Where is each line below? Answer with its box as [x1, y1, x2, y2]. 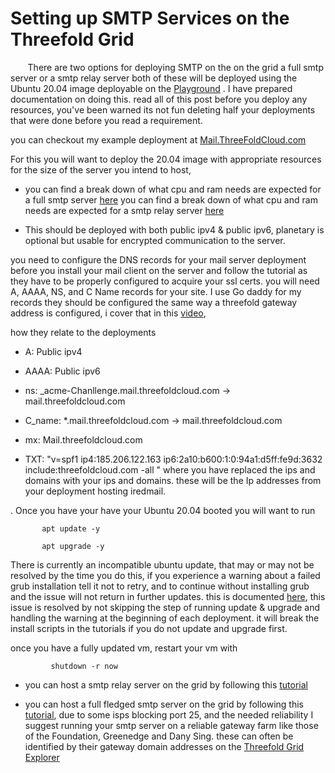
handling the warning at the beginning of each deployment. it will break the [10, 612, 320, 624]
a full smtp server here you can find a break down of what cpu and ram [24, 193, 318, 206]
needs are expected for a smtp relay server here [24, 204, 225, 216]
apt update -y [41, 523, 101, 534]
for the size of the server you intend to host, [10, 163, 192, 176]
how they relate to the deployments [10, 326, 157, 338]
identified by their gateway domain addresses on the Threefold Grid [24, 740, 305, 752]
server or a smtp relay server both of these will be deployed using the [10, 72, 298, 84]
